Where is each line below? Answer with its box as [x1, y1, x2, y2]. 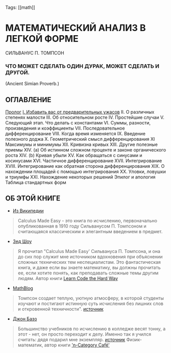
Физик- [126, 336, 142, 342]
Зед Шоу [12, 238, 32, 244]
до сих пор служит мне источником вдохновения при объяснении [17, 254, 163, 260]
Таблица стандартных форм [5, 180, 66, 186]
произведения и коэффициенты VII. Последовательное [5, 125, 125, 132]
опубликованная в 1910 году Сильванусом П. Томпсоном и [17, 223, 146, 229]
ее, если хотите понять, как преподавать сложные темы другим [17, 270, 159, 276]
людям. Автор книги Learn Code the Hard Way [17, 275, 118, 281]
